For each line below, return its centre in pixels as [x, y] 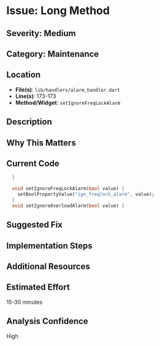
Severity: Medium [41, 33]
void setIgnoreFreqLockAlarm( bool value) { [68, 189]
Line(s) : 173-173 [36, 96]
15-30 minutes [25, 302]
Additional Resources [48, 266]
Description [29, 122]
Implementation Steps [50, 246]
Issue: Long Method [58, 11]
